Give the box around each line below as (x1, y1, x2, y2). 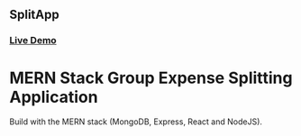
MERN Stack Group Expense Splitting (9, 68, 293, 88)
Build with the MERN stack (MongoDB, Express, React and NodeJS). (9, 116, 263, 127)
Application (9, 86, 98, 107)
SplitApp (9, 7, 60, 23)
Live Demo (9, 34, 57, 47)
